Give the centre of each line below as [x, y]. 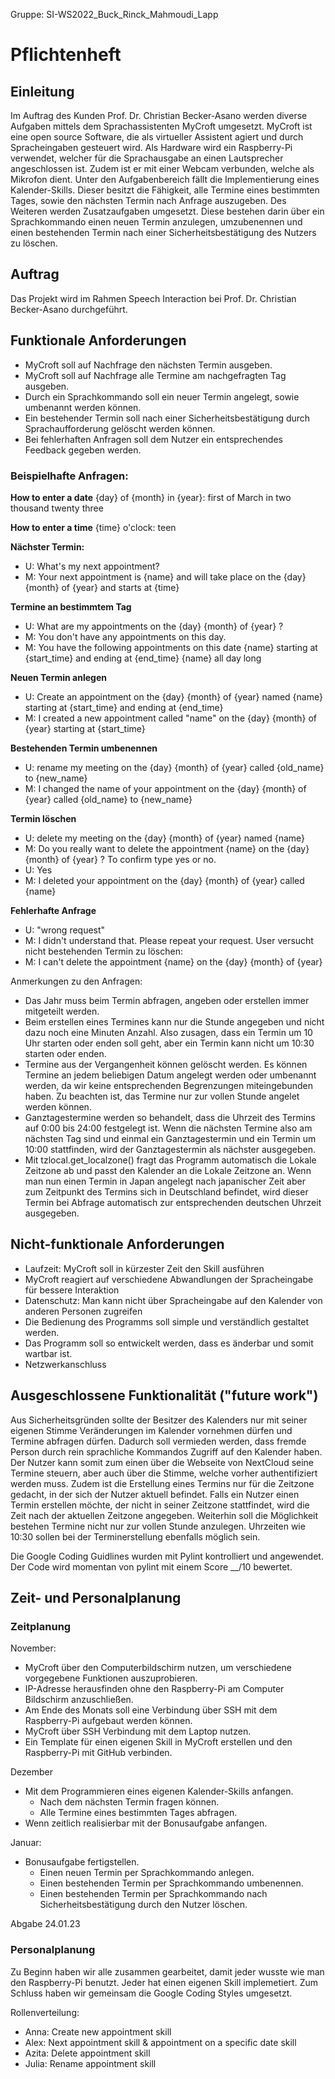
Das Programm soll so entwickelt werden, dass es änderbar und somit [169, 1343]
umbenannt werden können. [83, 407]
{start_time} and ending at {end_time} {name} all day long [143, 658]
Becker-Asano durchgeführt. [69, 309]
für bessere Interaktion [72, 1290]
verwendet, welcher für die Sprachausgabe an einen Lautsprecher [147, 158]
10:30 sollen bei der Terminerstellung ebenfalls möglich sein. [135, 1536]
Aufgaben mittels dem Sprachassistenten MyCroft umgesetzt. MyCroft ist [161, 126]
